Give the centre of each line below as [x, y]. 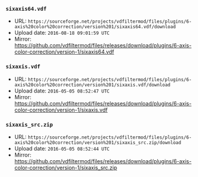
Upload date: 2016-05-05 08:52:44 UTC [62, 148]
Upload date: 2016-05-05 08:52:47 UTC [62, 91]
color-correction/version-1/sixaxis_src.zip [66, 167]
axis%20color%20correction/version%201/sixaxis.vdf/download [92, 85]
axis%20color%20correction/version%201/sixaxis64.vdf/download [95, 27]
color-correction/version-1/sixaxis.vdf [61, 110]
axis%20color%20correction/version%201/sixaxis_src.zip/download [97, 142]
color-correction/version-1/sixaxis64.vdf [64, 52]
